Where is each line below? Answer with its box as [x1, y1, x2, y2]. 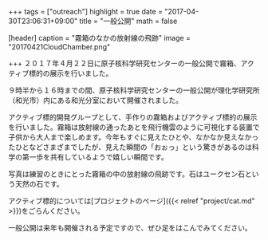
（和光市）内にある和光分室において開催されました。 [8, 96, 183, 104]
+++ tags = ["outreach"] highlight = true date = [8, 7, 164, 16]
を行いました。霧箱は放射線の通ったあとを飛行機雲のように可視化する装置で [8, 123, 260, 132]
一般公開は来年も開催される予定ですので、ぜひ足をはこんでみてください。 [8, 223, 253, 232]
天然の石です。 [14, 179, 64, 188]
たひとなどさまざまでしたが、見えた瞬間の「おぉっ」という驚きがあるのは [8, 143, 253, 151]
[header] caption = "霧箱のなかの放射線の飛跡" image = [8, 33, 191, 42]
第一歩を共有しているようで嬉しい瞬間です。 [22, 152, 169, 162]
